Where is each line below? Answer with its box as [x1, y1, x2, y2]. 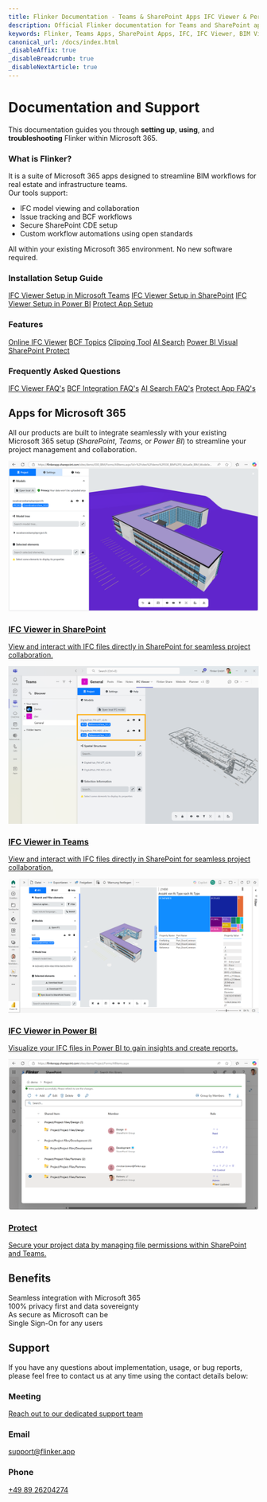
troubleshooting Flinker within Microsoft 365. [8, 133, 158, 142]
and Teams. [8, 1249, 47, 1258]
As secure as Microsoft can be [8, 1309, 109, 1319]
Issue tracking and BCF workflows [19, 212, 133, 222]
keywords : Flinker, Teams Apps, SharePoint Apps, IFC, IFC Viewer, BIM [8, 29, 250, 37]
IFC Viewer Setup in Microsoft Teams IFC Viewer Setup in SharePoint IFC [8, 291, 247, 300]
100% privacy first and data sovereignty [8, 1301, 139, 1311]
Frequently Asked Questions [8, 365, 121, 376]
